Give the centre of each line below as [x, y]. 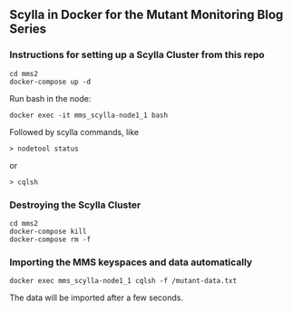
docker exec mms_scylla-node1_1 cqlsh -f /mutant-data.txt [123, 281]
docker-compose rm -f [50, 239]
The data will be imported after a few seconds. [97, 297]
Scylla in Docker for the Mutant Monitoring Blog [146, 15]
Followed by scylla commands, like [74, 132]
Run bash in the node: [50, 98]
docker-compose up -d [50, 82]
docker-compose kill [49, 231]
